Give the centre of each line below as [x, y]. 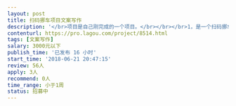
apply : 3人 [23, 72]
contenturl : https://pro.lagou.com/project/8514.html [88, 33]
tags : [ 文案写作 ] [31, 40]
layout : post [26, 14]
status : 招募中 [28, 91]
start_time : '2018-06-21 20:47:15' [59, 59]
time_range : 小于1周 [36, 85]
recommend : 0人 [29, 78]
